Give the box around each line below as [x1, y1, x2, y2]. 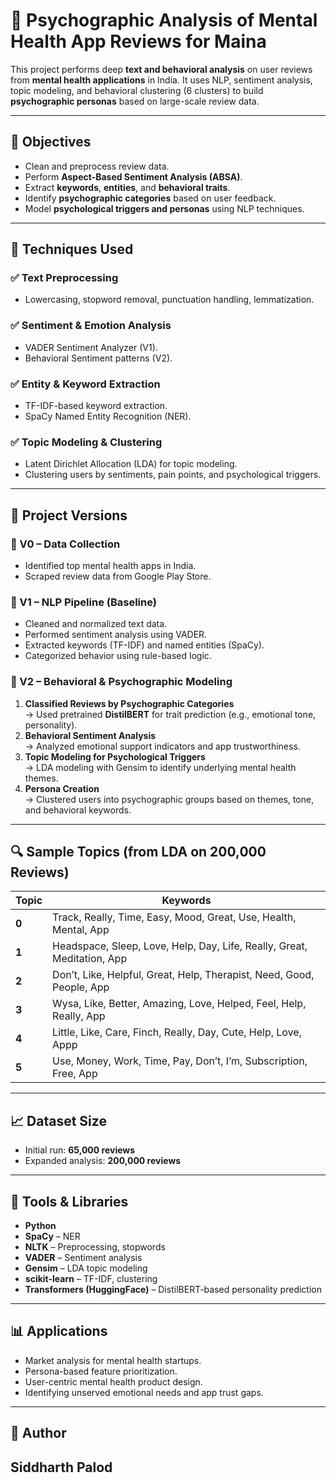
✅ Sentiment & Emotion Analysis [10, 319, 172, 333]
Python [24, 1220, 57, 1232]
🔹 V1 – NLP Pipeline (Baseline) [10, 595, 157, 609]
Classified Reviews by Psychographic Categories [24, 697, 235, 709]
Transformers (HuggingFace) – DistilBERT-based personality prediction [24, 1284, 322, 1296]
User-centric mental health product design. [24, 1375, 203, 1388]
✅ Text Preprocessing [10, 271, 119, 285]
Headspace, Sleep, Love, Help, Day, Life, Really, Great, [52, 939, 308, 953]
